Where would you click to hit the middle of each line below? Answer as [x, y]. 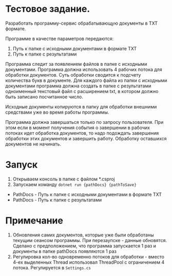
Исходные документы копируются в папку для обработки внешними [81, 106]
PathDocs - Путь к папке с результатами [57, 200]
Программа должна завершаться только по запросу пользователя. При [84, 122]
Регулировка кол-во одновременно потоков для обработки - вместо [88, 256]
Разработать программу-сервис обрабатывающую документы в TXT [82, 23]
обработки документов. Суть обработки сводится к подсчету [73, 75]
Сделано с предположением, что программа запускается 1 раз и [84, 246]
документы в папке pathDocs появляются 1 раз [64, 251]
